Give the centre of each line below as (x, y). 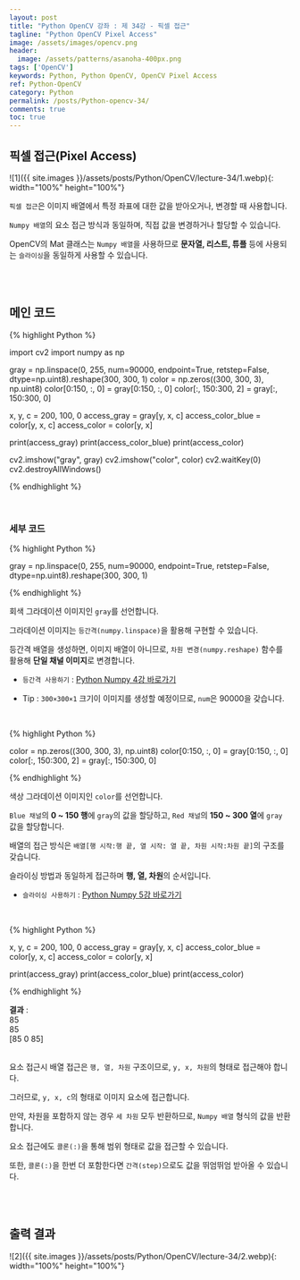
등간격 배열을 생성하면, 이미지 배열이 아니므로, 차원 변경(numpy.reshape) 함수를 (146, 649)
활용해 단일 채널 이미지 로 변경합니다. (72, 661)
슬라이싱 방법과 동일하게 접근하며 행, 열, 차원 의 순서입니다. (110, 876)
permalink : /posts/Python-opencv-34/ (79, 101)
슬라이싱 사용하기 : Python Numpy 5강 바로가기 (102, 894)
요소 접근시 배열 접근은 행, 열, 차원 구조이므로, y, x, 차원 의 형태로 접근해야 (141, 1067)
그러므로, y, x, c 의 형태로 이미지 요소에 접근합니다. (100, 1098)
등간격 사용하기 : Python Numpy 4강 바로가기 (99, 680)
